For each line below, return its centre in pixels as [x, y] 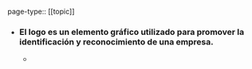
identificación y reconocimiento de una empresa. [116, 41]
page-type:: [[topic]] [41, 11]
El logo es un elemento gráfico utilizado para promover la [132, 32]
